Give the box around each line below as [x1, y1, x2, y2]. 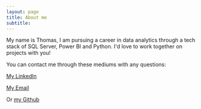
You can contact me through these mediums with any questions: [6, 61, 167, 68]
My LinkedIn [6, 73, 37, 80]
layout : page [6, 8, 39, 15]
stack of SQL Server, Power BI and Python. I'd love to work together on [6, 43, 183, 50]
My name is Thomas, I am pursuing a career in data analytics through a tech [6, 37, 196, 44]
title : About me [6, 14, 47, 20]
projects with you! [6, 49, 51, 57]
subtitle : [6, 20, 31, 26]
